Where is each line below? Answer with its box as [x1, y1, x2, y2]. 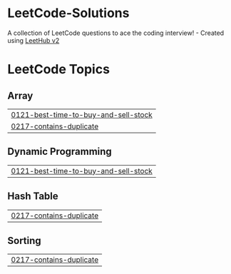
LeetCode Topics [7, 61, 111, 78]
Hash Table [7, 191, 58, 203]
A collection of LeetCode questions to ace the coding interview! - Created [7, 29, 225, 37]
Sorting [7, 234, 41, 247]
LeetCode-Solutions [7, 5, 130, 21]
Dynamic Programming [7, 146, 112, 158]
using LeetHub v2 [7, 36, 60, 44]
